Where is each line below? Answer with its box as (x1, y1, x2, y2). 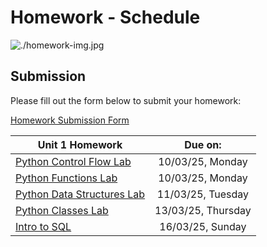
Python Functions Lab (15, 171, 118, 185)
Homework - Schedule (10, 6, 201, 29)
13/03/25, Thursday (154, 203, 252, 217)
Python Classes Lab (15, 203, 109, 217)
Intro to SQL (15, 219, 72, 233)
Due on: (184, 137, 222, 151)
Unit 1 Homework (37, 137, 123, 151)
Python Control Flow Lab (15, 154, 132, 168)
